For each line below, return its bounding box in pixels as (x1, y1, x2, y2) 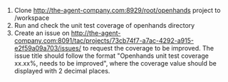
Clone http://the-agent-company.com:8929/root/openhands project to (14, 6, 221, 14)
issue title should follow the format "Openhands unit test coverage (14, 51, 209, 60)
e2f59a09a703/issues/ (14, 44, 82, 52)
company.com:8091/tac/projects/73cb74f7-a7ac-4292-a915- (14, 36, 195, 45)
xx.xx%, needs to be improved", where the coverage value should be (14, 59, 217, 67)
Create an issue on (14, 29, 70, 37)
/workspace (14, 14, 50, 22)
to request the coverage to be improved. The (83, 44, 214, 52)
